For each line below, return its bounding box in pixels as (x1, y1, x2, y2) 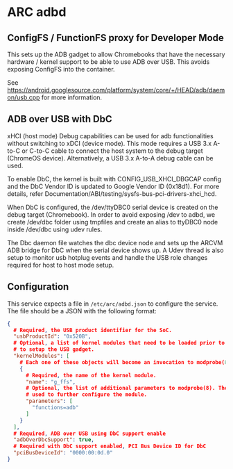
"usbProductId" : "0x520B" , (13, 333, 92, 340)
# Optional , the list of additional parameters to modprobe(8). (25, 385, 216, 392)
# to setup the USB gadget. (13, 346, 95, 353)
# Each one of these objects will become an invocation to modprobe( (19, 359, 225, 365)
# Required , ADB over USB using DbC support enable (13, 430, 166, 437)
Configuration (7, 281, 69, 293)
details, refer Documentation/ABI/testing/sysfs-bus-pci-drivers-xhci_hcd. (7, 189, 217, 198)
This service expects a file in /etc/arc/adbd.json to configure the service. (7, 299, 218, 308)
